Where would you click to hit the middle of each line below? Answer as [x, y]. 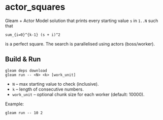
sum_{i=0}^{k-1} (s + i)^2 [33, 35]
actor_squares [35, 7]
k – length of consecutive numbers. [48, 89]
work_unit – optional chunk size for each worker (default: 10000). [78, 94]
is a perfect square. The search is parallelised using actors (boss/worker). [80, 44]
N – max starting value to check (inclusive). [55, 84]
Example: [15, 104]
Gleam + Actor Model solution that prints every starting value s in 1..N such [82, 21]
